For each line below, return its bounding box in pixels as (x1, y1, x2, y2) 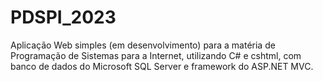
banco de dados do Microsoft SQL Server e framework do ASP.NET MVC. (10, 60, 314, 72)
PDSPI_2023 (10, 6, 117, 29)
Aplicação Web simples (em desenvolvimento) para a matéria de (10, 39, 276, 51)
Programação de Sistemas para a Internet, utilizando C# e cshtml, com (10, 49, 302, 61)
